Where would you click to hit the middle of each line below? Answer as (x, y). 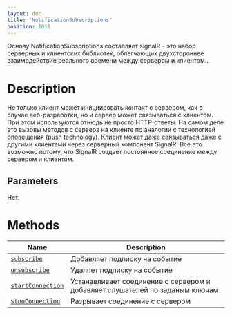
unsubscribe (30, 270)
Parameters (33, 181)
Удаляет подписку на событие (121, 270)
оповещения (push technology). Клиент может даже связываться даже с (115, 137)
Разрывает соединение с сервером (130, 301)
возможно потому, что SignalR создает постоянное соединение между (112, 152)
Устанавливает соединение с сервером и (140, 282)
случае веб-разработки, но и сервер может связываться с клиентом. (110, 115)
